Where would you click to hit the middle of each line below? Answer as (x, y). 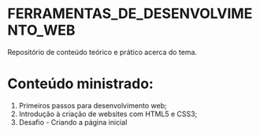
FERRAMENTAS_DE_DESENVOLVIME (130, 14)
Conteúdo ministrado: (81, 84)
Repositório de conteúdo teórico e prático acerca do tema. (102, 52)
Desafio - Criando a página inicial (73, 122)
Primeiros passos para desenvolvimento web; (93, 105)
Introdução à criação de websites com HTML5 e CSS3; (108, 114)
